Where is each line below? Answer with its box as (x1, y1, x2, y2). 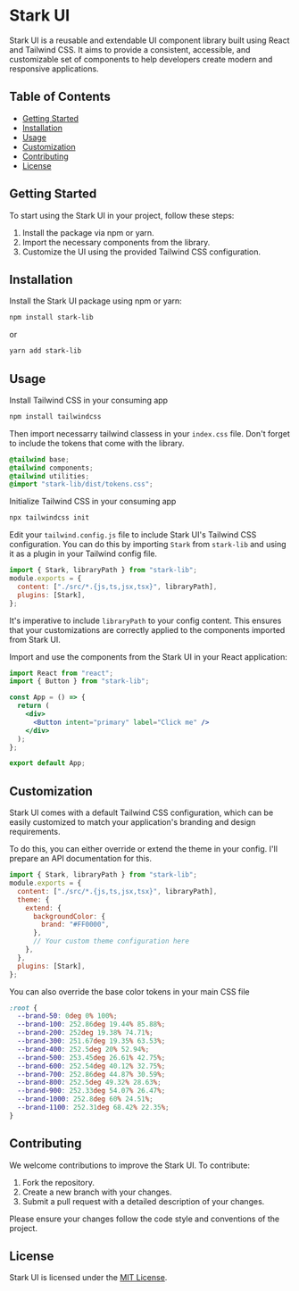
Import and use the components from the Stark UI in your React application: (9, 651, 287, 662)
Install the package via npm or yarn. (21, 227, 154, 237)
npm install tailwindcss (9, 412, 102, 421)
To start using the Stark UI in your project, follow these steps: (9, 210, 235, 221)
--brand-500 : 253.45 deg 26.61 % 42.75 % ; (17, 1053, 166, 1062)
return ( (17, 702, 50, 711)
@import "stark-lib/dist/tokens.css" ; (9, 479, 154, 489)
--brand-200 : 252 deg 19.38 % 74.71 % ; (17, 1029, 154, 1037)
